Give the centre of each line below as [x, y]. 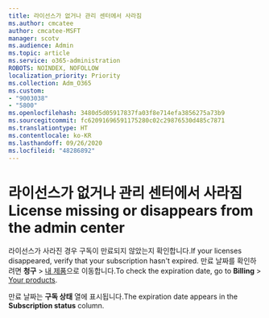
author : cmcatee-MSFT [45, 31]
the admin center [66, 227]
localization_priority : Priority [64, 76]
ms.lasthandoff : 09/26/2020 [56, 143]
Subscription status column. [56, 306]
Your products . [33, 280]
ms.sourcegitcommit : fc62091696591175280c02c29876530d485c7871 [117, 121]
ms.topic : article [39, 53]
